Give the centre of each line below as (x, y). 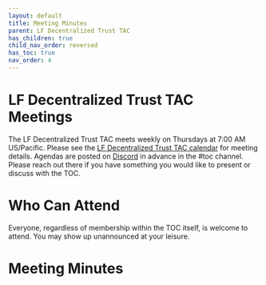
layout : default (35, 16)
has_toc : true (32, 53)
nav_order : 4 (30, 61)
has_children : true (41, 38)
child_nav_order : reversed (53, 46)
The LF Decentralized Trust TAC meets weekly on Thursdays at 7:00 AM (127, 139)
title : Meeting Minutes (48, 23)
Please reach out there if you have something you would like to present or (130, 164)
